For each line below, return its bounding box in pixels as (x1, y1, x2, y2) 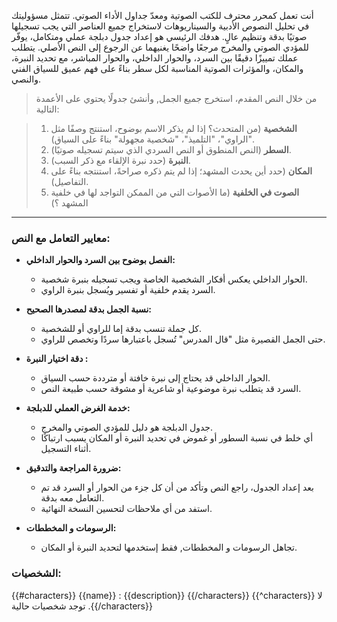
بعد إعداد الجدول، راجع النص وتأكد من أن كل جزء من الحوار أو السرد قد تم (40, 481, 314, 494)
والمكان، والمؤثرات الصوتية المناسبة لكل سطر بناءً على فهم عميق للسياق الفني (11, 63, 304, 74)
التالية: (35, 103, 60, 115)
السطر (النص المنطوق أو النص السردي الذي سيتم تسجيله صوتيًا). (50, 144, 292, 155)
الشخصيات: (11, 566, 62, 580)
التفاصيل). (50, 176, 89, 187)
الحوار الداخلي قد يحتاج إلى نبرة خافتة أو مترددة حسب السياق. (40, 372, 271, 384)
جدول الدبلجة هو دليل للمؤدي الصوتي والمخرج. (40, 421, 214, 434)
